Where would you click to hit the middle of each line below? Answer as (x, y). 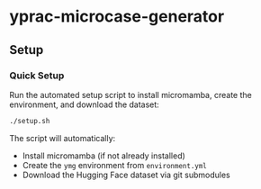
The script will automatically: (63, 138)
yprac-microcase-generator (117, 17)
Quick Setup (37, 76)
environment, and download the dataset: (84, 104)
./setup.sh (30, 121)
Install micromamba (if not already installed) (104, 156)
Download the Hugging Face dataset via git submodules (126, 175)
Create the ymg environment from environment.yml (114, 165)
